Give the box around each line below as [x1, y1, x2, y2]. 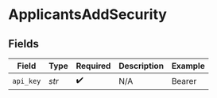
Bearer [171, 75, 197, 86]
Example [171, 61, 205, 71]
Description [118, 61, 165, 71]
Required [76, 61, 111, 71]
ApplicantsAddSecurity [8, 6, 167, 24]
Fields [8, 37, 40, 51]
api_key [12, 77, 41, 85]
